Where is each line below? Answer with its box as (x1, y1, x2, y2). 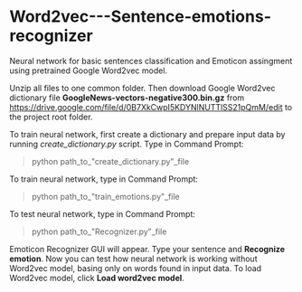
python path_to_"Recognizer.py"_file (31, 226, 167, 237)
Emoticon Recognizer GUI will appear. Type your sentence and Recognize (9, 243, 286, 254)
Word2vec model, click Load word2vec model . (9, 272, 185, 283)
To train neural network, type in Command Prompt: (9, 174, 199, 184)
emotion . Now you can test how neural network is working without (9, 253, 258, 264)
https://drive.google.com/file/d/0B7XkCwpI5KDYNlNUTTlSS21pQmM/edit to (9, 101, 293, 112)
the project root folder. (9, 111, 93, 122)
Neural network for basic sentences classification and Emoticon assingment (9, 55, 293, 66)
